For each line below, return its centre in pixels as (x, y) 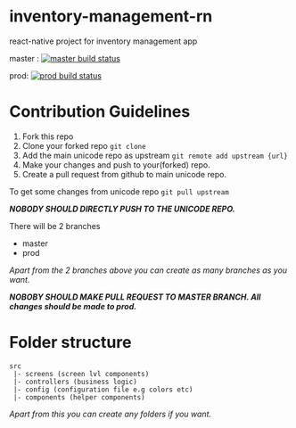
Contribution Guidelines (100, 112)
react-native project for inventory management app (103, 41)
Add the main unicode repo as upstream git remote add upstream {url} (155, 155)
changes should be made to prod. (73, 306)
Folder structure (70, 343)
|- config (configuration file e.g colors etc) (103, 390)
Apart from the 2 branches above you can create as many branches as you (148, 270)
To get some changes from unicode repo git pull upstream (119, 191)
